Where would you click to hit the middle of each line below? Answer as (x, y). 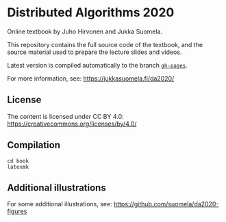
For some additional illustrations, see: (60, 204)
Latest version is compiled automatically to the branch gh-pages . (98, 65)
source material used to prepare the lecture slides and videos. (95, 52)
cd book (18, 161)
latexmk (18, 167)
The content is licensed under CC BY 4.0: (66, 116)
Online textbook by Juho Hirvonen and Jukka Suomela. (85, 31)
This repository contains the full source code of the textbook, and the (105, 44)
